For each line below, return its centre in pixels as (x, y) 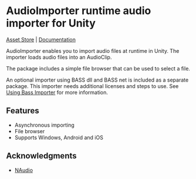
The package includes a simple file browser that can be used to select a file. (98, 68)
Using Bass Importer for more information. (57, 92)
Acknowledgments (42, 156)
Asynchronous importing (44, 125)
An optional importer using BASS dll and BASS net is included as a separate (97, 80)
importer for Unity (51, 23)
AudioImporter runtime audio (79, 11)
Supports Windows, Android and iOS (59, 137)
